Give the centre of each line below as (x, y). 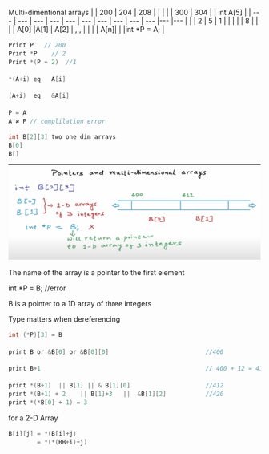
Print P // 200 (37, 45)
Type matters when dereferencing (64, 319)
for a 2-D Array (33, 418)
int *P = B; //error (37, 288)
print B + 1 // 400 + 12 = (130, 369)
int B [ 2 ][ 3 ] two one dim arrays (62, 136)
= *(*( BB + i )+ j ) (62, 442)
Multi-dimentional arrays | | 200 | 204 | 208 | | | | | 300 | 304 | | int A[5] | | (130, 12)
